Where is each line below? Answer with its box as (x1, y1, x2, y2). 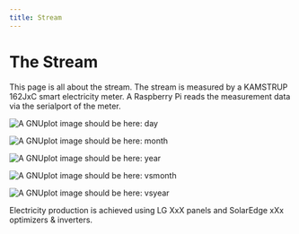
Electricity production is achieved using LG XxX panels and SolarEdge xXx (9, 204, 285, 215)
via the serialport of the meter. (9, 100, 121, 111)
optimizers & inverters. (9, 214, 92, 225)
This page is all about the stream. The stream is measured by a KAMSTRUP (9, 82, 288, 92)
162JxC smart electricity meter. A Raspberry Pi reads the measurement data (9, 91, 291, 101)
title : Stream (9, 13, 63, 22)
